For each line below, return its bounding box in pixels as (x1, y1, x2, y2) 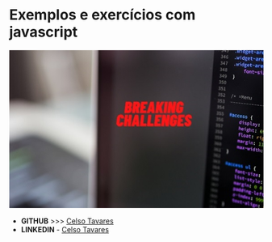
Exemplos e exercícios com (9, 6, 196, 24)
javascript (9, 23, 78, 41)
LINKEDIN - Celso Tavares (20, 225, 110, 235)
